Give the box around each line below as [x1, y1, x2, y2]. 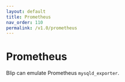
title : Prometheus [6, 14, 51, 20]
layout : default [6, 8, 46, 15]
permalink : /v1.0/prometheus [6, 25, 77, 31]
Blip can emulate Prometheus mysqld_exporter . [6, 70, 120, 77]
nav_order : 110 [6, 19, 43, 25]
